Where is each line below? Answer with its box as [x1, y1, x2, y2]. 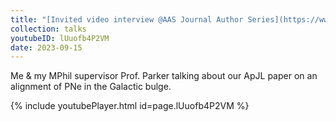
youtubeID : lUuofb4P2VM [10, 33, 110, 43]
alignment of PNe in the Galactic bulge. [10, 81, 172, 93]
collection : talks [10, 24, 87, 34]
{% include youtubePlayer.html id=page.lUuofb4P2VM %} [10, 100, 250, 112]
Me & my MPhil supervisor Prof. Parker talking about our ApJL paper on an [10, 70, 318, 82]
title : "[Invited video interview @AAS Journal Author [10, 14, 244, 25]
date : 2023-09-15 [10, 42, 83, 53]
